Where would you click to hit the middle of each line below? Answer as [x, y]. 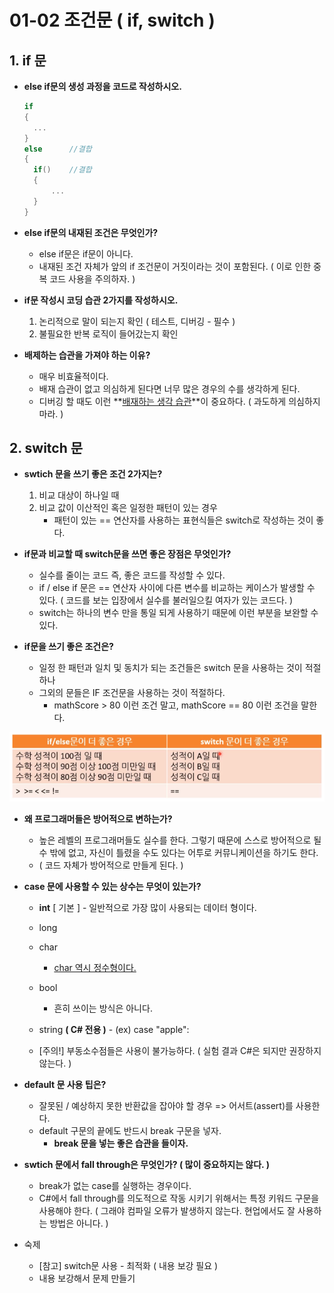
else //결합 [57, 149]
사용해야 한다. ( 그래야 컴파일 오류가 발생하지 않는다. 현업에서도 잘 [167, 1210]
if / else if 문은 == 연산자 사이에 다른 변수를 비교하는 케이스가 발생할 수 [177, 588]
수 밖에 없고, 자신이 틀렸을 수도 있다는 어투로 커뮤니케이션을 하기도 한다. [178, 852]
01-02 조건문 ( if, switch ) [112, 20]
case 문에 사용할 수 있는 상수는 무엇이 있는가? [112, 886]
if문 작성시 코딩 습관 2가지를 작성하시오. [101, 300]
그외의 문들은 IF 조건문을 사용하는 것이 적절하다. [132, 693]
